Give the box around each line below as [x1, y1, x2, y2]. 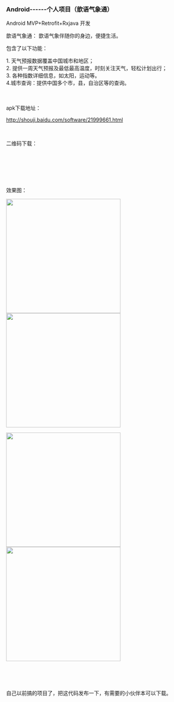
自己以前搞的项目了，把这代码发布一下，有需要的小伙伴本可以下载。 [6, 690, 172, 697]
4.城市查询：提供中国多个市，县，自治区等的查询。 [6, 80, 130, 87]
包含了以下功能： [6, 45, 48, 52]
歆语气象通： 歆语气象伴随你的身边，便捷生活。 [6, 32, 122, 40]
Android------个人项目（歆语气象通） [6, 5, 113, 13]
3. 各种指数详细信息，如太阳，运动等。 [6, 72, 100, 79]
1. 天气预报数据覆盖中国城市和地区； [6, 57, 94, 64]
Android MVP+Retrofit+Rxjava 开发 [6, 19, 91, 27]
